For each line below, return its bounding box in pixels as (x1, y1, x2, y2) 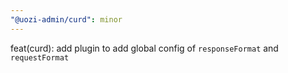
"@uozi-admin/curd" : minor (10, 14, 123, 25)
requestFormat (10, 52, 70, 63)
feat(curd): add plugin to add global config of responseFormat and (10, 42, 279, 54)
